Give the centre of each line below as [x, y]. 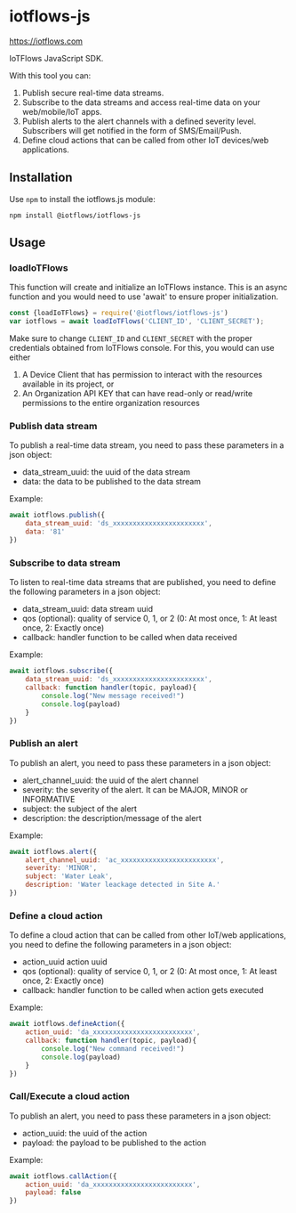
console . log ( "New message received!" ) [113, 696]
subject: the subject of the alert [80, 809]
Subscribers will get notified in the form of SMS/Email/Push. [132, 130]
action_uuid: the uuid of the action [84, 1133]
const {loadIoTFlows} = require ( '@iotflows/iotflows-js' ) [119, 313]
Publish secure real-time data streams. [93, 93]
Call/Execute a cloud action [70, 1096]
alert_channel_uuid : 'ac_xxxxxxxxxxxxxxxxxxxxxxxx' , [125, 860]
